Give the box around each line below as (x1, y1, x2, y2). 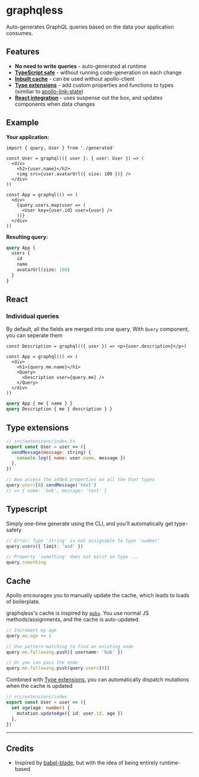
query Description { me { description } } (6, 406, 113, 412)
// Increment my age (6, 627, 57, 633)
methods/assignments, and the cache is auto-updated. (6, 615, 140, 623)
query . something (6, 560, 46, 566)
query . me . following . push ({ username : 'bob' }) (6, 649, 123, 655)
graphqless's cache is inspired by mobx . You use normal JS (6, 609, 149, 617)
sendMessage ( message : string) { (11, 449, 92, 455)
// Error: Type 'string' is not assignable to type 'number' (6, 538, 161, 544)
